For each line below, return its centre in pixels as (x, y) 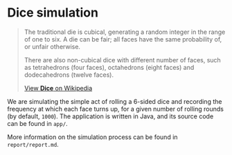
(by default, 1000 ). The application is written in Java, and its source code (110, 116)
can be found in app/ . (37, 123)
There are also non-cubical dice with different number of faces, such (123, 60)
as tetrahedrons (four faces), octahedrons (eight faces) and (109, 67)
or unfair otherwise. (52, 46)
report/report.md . (33, 144)
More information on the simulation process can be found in (92, 137)
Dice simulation (53, 13)
